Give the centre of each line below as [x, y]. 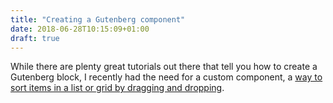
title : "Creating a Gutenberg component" [98, 19]
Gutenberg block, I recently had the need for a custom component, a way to [166, 77]
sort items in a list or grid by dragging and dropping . [117, 88]
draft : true [35, 38]
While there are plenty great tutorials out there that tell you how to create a [164, 67]
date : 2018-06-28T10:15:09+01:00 [80, 29]
